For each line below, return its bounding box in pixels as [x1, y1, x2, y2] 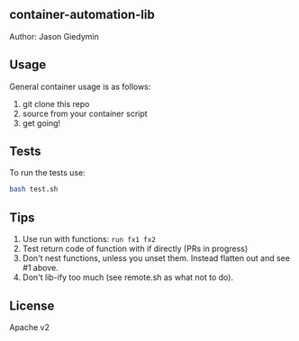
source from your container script [22, 108, 148, 119]
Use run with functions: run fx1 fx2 [22, 234, 156, 245]
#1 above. [22, 263, 59, 274]
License [9, 298, 55, 313]
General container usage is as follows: [9, 81, 151, 92]
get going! [22, 117, 61, 129]
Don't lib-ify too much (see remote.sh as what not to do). [22, 272, 234, 283]
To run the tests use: [9, 167, 86, 178]
